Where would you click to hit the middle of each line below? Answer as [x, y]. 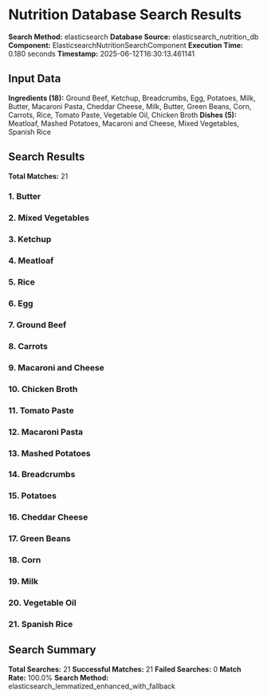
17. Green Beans [40, 539]
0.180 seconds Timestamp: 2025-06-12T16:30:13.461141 [102, 53]
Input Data [35, 78]
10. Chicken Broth [43, 389]
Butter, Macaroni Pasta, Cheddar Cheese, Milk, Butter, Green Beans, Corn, [130, 106]
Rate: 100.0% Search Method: [59, 677]
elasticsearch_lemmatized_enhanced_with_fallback [92, 686]
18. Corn [25, 560]
